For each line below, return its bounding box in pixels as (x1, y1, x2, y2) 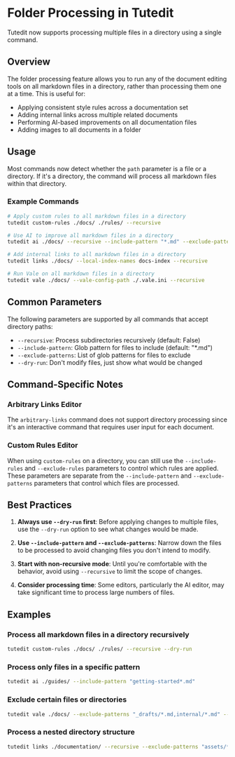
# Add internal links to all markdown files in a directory (7, 251, 187, 258)
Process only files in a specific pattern (7, 662, 141, 671)
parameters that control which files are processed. (34, 478, 180, 487)
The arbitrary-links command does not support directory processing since (7, 415, 227, 424)
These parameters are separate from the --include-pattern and (7, 471, 192, 480)
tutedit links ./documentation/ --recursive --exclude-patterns (7, 743, 199, 750)
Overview (7, 56, 51, 68)
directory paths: (7, 322, 54, 330)
